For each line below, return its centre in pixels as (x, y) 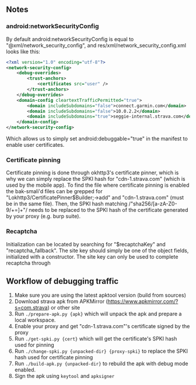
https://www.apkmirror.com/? (143, 301)
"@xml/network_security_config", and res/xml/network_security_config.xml (96, 45)
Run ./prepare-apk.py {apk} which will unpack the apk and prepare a (98, 314)
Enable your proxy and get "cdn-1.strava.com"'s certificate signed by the (102, 326)
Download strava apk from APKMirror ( (61, 301)
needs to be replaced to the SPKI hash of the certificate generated (108, 210)
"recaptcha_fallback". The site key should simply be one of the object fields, (97, 250)
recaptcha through (28, 263)
